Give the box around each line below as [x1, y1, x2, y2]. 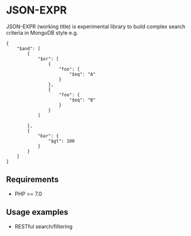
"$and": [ [16, 45, 41, 52]
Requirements [6, 174, 59, 185]
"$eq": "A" [69, 71, 96, 77]
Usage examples [6, 207, 69, 217]
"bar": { [37, 133, 59, 139]
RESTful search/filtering [14, 222, 73, 230]
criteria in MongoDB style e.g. [6, 29, 78, 36]
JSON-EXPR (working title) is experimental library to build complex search [6, 23, 186, 30]
